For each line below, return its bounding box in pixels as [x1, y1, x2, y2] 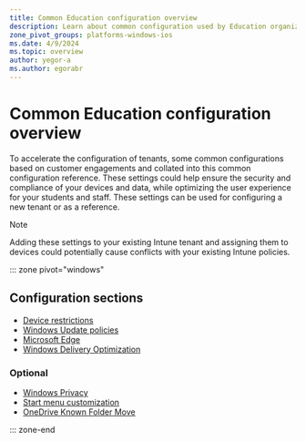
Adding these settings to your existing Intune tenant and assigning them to [9, 236, 289, 247]
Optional [9, 366, 48, 379]
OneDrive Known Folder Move [22, 406, 136, 417]
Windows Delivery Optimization [22, 344, 141, 355]
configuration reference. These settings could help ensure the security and [9, 172, 291, 183]
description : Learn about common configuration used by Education [9, 22, 267, 31]
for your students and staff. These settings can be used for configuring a [9, 191, 282, 202]
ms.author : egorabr [9, 65, 84, 74]
